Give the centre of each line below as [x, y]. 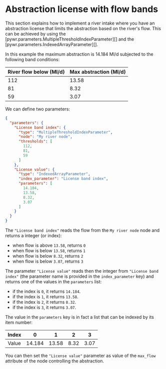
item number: [19, 322]
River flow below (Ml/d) [36, 72]
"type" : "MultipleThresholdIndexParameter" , [65, 132]
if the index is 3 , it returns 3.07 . [44, 307]
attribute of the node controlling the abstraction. [54, 361]
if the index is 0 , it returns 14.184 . [46, 291]
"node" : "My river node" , [45, 137]
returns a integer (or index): [33, 236]
